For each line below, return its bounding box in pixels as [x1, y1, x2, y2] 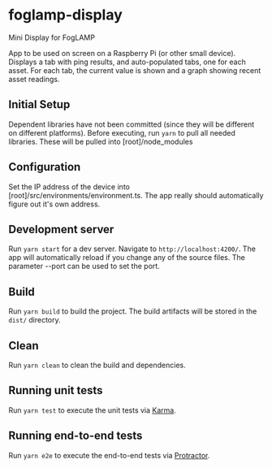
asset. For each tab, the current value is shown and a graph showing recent [8, 65, 261, 75]
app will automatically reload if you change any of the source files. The [8, 253, 245, 262]
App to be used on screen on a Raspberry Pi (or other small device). [8, 48, 236, 58]
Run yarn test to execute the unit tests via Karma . [8, 405, 176, 415]
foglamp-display [8, 6, 123, 24]
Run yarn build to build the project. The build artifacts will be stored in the [8, 306, 257, 316]
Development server [8, 222, 114, 236]
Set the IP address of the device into [8, 181, 130, 192]
